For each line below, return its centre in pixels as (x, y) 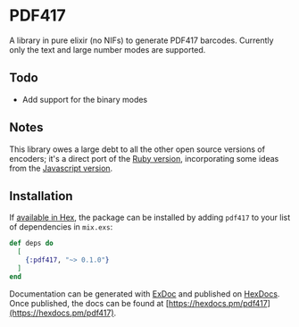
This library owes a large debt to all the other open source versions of (137, 149)
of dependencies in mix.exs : (61, 227)
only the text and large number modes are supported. (108, 49)
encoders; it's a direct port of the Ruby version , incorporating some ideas (144, 158)
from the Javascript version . (61, 168)
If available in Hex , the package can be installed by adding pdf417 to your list (150, 218)
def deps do (31, 243)
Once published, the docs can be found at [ (89, 303)
